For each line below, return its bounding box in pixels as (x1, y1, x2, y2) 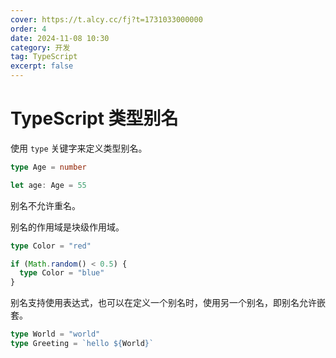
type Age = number (10, 162, 87, 172)
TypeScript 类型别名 (10, 107, 179, 130)
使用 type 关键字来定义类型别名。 (10, 142, 148, 154)
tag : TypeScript (10, 52, 78, 62)
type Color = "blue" (19, 268, 105, 278)
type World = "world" (10, 329, 101, 340)
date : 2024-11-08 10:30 (10, 33, 110, 43)
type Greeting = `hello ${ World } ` (10, 339, 155, 349)
